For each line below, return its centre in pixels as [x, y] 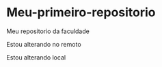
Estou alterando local [36, 57]
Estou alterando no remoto [44, 44]
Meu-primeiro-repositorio [81, 13]
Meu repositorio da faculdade [48, 31]
